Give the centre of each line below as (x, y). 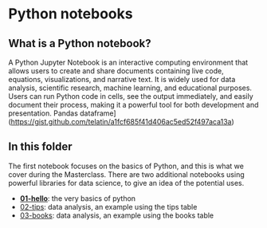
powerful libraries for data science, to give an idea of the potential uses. (126, 183)
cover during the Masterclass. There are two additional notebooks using (126, 174)
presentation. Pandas (43, 113)
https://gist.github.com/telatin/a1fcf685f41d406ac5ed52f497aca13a (121, 122)
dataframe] (98, 113)
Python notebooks (71, 14)
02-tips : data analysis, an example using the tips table (108, 206)
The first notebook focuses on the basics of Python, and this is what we (126, 166)
